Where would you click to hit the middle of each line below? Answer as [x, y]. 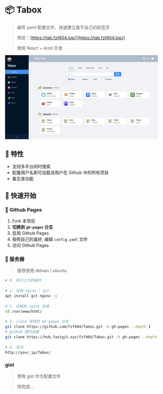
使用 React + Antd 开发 [40, 48]
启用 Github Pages [31, 233]
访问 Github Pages [31, 245]
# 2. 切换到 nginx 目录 [27, 306]
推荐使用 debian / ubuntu [42, 271]
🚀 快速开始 [21, 196]
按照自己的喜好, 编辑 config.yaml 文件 [50, 239]
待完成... [25, 386]
